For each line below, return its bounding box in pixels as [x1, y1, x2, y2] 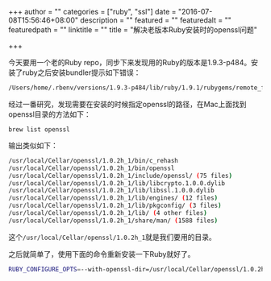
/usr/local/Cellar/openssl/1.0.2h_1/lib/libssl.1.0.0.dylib [8, 187, 215, 195]
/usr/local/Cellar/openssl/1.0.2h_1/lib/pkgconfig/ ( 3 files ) [8, 201, 222, 210]
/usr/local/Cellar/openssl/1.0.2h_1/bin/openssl [8, 164, 175, 172]
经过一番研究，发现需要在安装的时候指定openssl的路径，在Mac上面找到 [8, 99, 248, 109]
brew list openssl [8, 125, 70, 134]
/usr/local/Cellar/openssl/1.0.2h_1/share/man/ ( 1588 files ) [8, 217, 219, 225]
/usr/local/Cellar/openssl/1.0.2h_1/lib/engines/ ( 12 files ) [8, 194, 219, 202]
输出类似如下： [8, 140, 58, 150]
